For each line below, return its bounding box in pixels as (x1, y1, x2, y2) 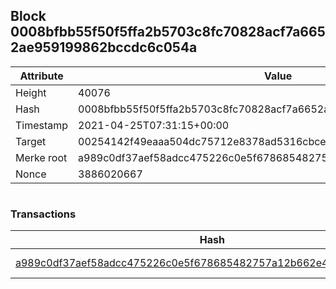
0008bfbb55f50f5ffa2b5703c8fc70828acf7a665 (10, 24, 326, 41)
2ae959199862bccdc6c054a (10, 39, 198, 56)
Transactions (10, 207, 77, 221)
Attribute (19, 69, 64, 83)
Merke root (15, 150, 68, 164)
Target (15, 134, 47, 148)
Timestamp (15, 118, 69, 132)
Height (15, 85, 47, 99)
